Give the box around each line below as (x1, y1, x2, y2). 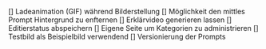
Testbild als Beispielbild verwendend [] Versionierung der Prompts (8, 32, 226, 41)
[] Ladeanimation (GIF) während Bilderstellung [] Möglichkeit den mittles (8, 7, 245, 16)
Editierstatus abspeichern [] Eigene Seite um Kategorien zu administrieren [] (8, 24, 259, 32)
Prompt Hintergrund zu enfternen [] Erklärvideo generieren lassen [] (8, 15, 232, 24)
